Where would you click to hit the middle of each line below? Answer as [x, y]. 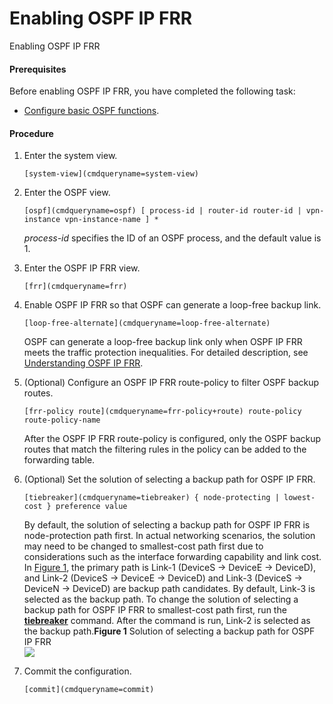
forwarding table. [59, 460]
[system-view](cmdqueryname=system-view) [111, 174]
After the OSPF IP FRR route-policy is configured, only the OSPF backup [172, 439]
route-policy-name [62, 420]
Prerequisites [38, 69]
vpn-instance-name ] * [111, 220]
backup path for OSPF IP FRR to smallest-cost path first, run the [155, 610]
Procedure [31, 133]
